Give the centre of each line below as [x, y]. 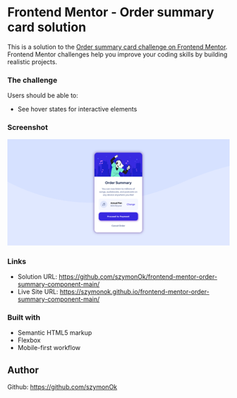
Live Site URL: [38, 291]
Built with [24, 317]
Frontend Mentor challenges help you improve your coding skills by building [117, 54]
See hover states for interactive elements [77, 109]
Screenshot [28, 128]
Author [23, 370]
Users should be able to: [43, 95]
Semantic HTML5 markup [55, 333]
